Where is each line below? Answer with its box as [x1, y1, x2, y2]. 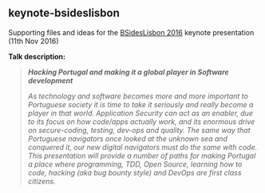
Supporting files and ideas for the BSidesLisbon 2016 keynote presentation [8, 27, 255, 37]
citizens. [27, 176, 56, 186]
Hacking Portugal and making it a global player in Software [27, 67, 229, 77]
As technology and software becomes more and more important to [27, 91, 249, 101]
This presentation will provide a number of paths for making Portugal [27, 151, 256, 160]
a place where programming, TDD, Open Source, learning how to [27, 159, 243, 169]
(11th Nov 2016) [8, 36, 59, 46]
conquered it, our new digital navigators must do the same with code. [27, 142, 258, 151]
